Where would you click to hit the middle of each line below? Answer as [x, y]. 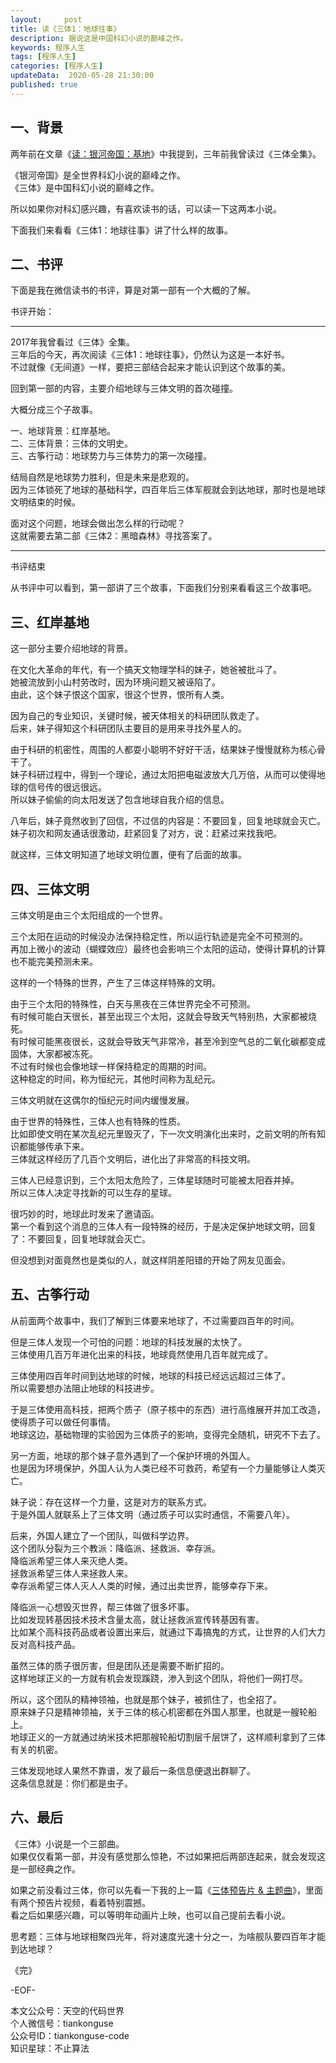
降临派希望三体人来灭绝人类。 [71, 1560]
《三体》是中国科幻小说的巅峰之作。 [85, 187]
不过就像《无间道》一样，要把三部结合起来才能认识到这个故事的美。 [150, 367]
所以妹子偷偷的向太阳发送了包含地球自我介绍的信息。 [120, 800]
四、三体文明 [50, 889]
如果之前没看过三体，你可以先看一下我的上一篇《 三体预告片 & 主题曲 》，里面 [166, 1890]
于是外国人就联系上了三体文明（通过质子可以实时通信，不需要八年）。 [152, 1514]
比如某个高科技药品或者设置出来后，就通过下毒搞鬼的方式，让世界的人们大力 [168, 1632]
